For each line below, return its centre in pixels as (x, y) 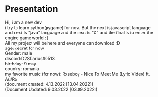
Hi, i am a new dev (24, 22)
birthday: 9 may (21, 64)
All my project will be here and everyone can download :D (63, 43)
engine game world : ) (27, 38)
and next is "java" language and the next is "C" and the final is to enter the (79, 32)
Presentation (32, 9)
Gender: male (19, 53)
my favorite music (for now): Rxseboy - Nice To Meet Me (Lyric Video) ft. (78, 74)
